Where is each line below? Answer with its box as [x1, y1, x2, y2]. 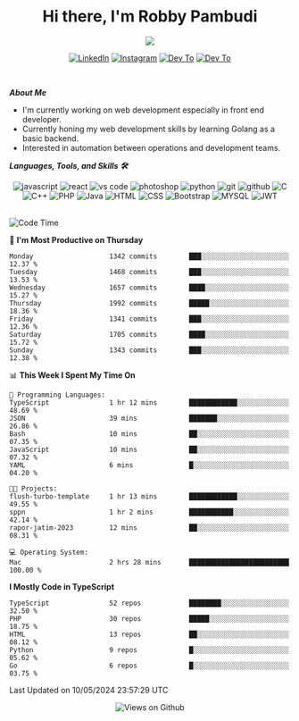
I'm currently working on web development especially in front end [21, 105, 265, 115]
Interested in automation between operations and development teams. [21, 142, 281, 153]
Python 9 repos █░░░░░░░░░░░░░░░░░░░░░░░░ [9, 645, 290, 654]
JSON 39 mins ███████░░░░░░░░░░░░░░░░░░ [9, 414, 290, 423]
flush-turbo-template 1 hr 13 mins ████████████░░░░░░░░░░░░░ [9, 491, 290, 501]
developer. [21, 113, 62, 124]
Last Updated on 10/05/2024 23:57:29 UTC [9, 684, 169, 695]
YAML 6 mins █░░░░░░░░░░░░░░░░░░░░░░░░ [9, 460, 290, 470]
